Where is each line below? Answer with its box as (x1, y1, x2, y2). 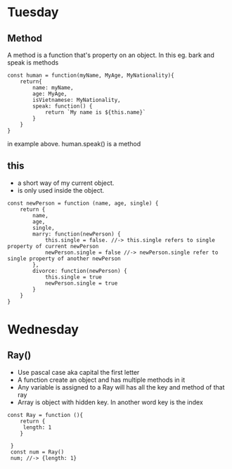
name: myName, (32, 84, 74, 91)
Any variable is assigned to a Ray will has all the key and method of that (17, 383, 225, 391)
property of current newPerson (7, 243, 99, 250)
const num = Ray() (10, 448, 65, 456)
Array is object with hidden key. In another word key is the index (17, 398, 204, 406)
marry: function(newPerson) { (32, 230, 121, 238)
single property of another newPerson (7, 255, 121, 262)
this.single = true (44, 274, 102, 281)
